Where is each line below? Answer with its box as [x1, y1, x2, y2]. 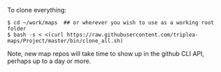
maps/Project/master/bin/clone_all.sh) [7, 37, 124, 44]
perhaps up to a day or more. [7, 57, 92, 65]
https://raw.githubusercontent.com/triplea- [66, 31, 199, 38]
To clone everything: [7, 6, 66, 14]
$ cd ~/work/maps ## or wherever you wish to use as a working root [7, 19, 215, 26]
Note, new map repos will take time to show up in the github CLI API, [7, 50, 205, 57]
